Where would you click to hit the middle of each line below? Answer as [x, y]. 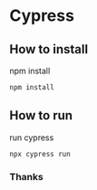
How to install [49, 49]
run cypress [32, 138]
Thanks [26, 177]
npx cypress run [40, 154]
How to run [41, 115]
